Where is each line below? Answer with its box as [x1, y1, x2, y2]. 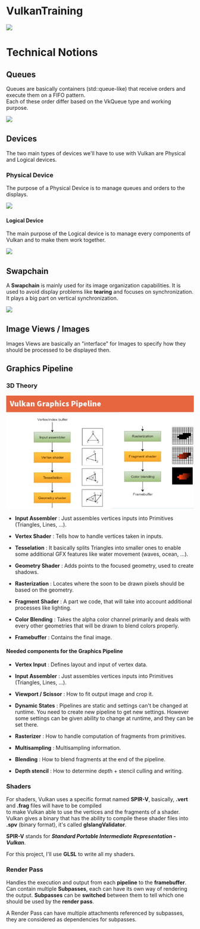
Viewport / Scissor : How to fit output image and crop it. [14, 690, 154, 697]
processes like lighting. [14, 604, 71, 611]
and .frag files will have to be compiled [6, 802, 102, 809]
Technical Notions [6, 46, 98, 59]
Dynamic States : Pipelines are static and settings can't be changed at [14, 702, 188, 709]
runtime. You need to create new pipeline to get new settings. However [14, 708, 189, 715]
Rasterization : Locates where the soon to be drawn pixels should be [14, 580, 185, 587]
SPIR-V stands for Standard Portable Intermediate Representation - [6, 832, 176, 839]
